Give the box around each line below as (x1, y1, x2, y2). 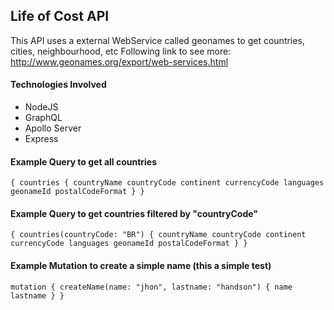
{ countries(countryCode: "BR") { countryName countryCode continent (10, 230, 307, 240)
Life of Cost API (10, 8, 110, 25)
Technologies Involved (10, 79, 107, 91)
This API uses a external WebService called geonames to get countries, (10, 34, 305, 46)
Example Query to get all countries (10, 155, 158, 168)
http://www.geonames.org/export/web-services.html (10, 55, 229, 68)
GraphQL (24, 112, 63, 124)
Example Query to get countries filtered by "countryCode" (10, 207, 259, 219)
